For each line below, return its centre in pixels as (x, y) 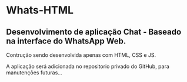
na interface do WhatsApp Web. (66, 41)
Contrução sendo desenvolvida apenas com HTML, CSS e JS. (81, 55)
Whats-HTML (40, 10)
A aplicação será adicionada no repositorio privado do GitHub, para (88, 66)
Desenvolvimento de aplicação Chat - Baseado (94, 32)
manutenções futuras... (34, 73)
